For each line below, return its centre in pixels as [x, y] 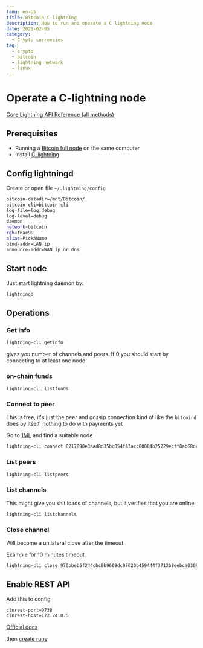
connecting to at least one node [46, 361]
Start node [27, 268]
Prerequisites [32, 133]
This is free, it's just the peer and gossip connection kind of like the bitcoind [101, 417]
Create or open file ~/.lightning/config [56, 188]
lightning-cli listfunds [37, 389]
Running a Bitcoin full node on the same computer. [78, 148]
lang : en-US [21, 12]
